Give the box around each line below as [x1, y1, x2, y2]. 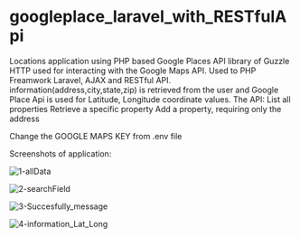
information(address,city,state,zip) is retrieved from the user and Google [9, 84, 279, 95]
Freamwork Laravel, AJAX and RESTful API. [9, 74, 172, 85]
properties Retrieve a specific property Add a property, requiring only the [9, 103, 282, 114]
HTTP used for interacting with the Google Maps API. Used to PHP [9, 65, 257, 76]
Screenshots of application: [9, 148, 112, 159]
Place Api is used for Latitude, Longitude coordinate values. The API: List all [9, 93, 291, 105]
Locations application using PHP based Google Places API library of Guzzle [9, 55, 290, 66]
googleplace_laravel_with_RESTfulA [9, 6, 287, 27]
